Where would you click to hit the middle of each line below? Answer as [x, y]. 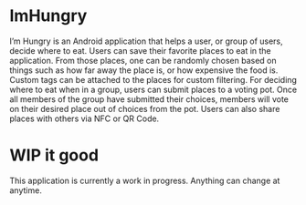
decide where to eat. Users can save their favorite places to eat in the [140, 50]
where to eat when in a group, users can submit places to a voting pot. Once [153, 89]
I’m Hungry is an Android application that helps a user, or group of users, [146, 41]
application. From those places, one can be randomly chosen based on [143, 60]
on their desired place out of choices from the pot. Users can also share [145, 108]
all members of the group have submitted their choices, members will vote [149, 99]
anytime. [26, 190]
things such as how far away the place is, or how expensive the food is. [144, 70]
